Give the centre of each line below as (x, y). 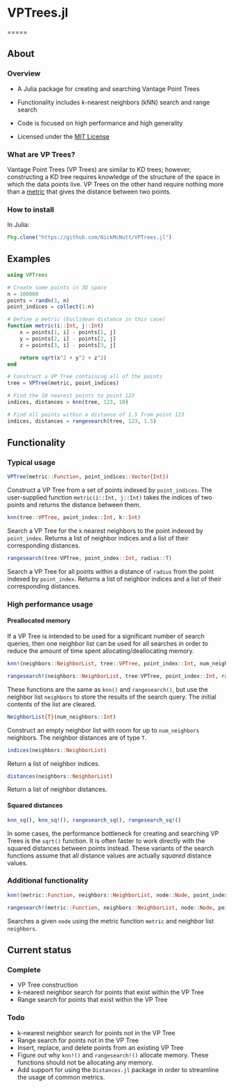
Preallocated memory (39, 621)
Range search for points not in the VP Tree (78, 1040)
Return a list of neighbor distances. (57, 790)
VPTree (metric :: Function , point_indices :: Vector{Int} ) (88, 477)
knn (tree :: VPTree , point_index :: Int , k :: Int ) (74, 518)
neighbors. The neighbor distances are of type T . (77, 738)
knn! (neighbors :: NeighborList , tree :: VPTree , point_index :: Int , (102, 664)
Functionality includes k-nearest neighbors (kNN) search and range (113, 102)
